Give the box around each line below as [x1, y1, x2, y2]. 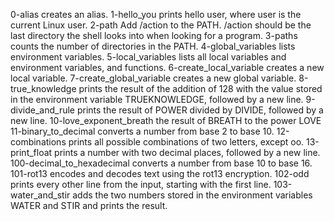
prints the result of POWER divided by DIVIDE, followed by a [76, 104, 324, 116]
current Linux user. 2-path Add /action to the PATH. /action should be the [10, 19, 312, 31]
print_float [10, 147, 53, 158]
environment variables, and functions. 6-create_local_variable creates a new [10, 62, 325, 73]
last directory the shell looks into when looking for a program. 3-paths [10, 30, 298, 41]
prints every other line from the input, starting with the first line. [10, 179, 272, 190]
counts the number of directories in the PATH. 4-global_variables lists [10, 40, 296, 52]
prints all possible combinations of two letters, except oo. [68, 136, 305, 148]
